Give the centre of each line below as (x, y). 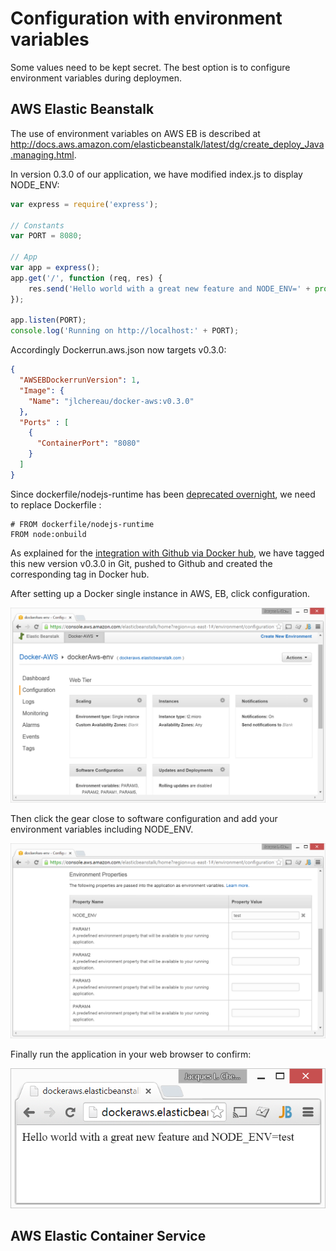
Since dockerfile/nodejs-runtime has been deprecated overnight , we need (163, 494)
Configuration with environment (146, 18)
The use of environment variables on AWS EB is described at (135, 133)
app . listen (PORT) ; (48, 320)
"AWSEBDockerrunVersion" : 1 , (80, 380)
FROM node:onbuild (48, 534)
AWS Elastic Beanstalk (82, 109)
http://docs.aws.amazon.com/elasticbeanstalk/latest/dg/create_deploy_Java (167, 144)
